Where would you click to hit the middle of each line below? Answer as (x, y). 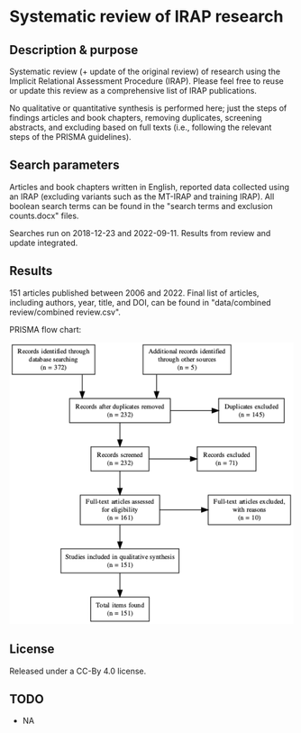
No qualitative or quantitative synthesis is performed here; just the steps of (148, 108)
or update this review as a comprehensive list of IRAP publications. (133, 91)
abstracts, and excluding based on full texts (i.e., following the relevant (141, 127)
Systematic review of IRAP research (146, 17)
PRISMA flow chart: (46, 329)
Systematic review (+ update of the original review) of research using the (145, 71)
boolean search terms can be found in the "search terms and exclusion (141, 206)
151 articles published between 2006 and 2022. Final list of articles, (134, 293)
